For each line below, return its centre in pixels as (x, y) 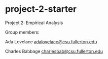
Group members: (22, 32)
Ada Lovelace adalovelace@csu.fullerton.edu (51, 42)
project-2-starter (41, 9)
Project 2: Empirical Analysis (34, 23)
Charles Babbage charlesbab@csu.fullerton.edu (54, 51)
